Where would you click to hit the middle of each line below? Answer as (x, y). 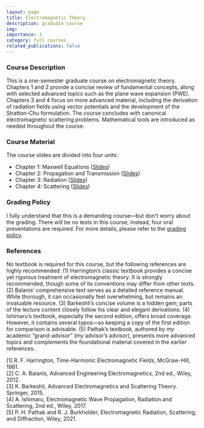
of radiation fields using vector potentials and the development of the (93, 107)
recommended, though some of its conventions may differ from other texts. (101, 284)
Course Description (36, 67)
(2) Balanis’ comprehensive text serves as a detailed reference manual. (95, 290)
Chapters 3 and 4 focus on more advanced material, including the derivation (102, 100)
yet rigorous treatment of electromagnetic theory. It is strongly (84, 277)
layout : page (23, 12)
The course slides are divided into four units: (62, 155)
